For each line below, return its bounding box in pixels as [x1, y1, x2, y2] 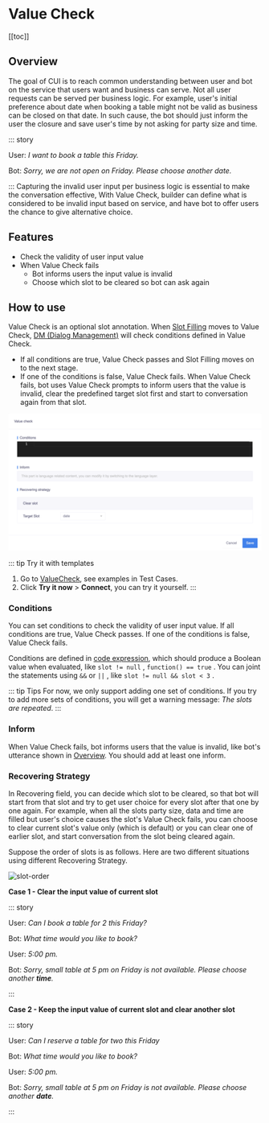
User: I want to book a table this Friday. [8, 150, 139, 159]
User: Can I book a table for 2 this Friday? [8, 918, 147, 927]
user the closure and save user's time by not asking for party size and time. [8, 118, 258, 129]
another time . [8, 973, 54, 983]
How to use [8, 300, 66, 314]
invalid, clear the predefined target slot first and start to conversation [19, 389, 248, 398]
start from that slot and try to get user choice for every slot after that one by [8, 797, 259, 807]
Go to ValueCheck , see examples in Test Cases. [19, 574, 178, 584]
